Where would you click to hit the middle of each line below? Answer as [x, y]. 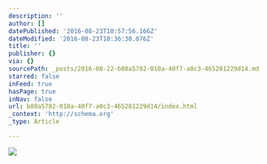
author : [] [27, 24]
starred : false [34, 76]
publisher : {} [32, 54]
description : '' [36, 16]
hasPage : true [32, 91]
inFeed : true [30, 84]
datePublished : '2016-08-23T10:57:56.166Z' [83, 31]
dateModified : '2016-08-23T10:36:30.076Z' [81, 39]
